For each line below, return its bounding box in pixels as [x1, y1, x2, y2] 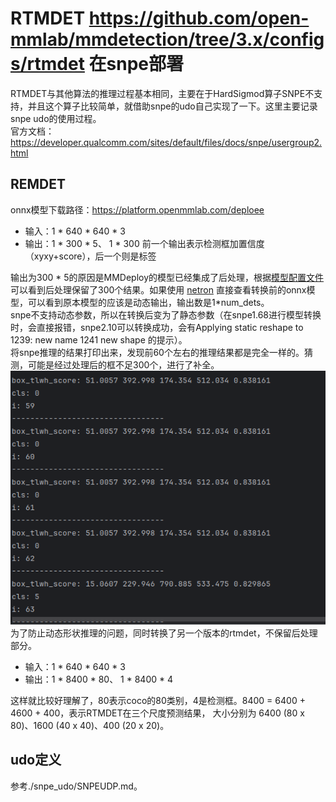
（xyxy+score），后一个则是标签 [24, 250, 157, 262]
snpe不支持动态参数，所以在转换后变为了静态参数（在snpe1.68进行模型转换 [10, 308, 322, 321]
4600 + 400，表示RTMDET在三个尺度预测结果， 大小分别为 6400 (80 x [10, 707, 305, 719]
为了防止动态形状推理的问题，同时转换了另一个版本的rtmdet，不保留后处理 [10, 627, 318, 639]
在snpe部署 [88, 53, 184, 76]
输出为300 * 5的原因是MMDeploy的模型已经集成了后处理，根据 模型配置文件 [10, 271, 325, 283]
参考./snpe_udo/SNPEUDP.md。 [10, 780, 143, 792]
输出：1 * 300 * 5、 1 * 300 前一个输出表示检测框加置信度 [24, 237, 265, 249]
